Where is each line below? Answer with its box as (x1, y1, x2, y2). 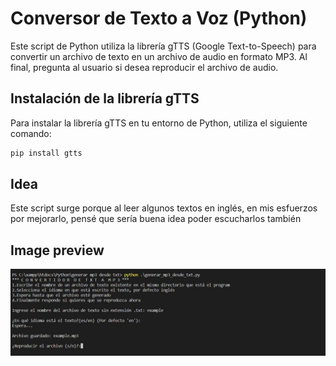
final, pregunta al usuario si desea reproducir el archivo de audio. (10, 61, 279, 73)
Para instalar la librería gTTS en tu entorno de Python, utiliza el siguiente (10, 117, 308, 129)
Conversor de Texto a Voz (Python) (10, 7, 308, 30)
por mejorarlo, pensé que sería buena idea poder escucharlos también (10, 213, 302, 225)
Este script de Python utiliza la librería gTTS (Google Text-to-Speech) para (10, 40, 317, 52)
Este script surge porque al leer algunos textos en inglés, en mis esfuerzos (10, 202, 318, 214)
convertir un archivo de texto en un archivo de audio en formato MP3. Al (10, 50, 308, 62)
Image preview (10, 242, 105, 259)
